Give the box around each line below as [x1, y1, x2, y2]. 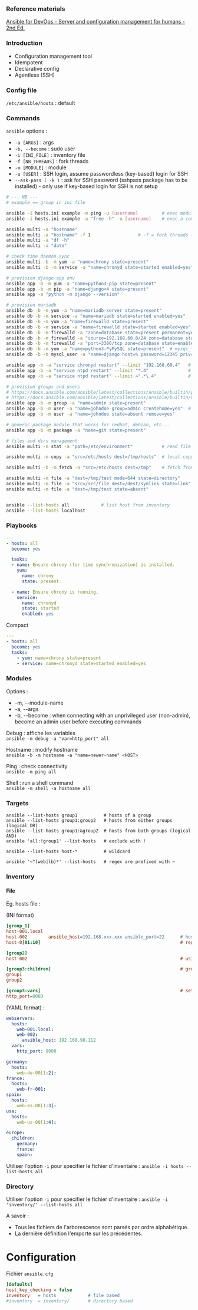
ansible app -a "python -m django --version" [6, 291, 120, 298]
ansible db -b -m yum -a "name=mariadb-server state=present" [6, 308, 162, 314]
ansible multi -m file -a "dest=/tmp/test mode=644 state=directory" [6, 475, 181, 482]
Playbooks [6, 521, 37, 529]
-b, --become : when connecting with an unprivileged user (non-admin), [14, 712, 190, 719]
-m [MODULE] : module [14, 164, 67, 171]
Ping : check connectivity [6, 762, 68, 769]
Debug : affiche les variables [6, 729, 75, 736]
